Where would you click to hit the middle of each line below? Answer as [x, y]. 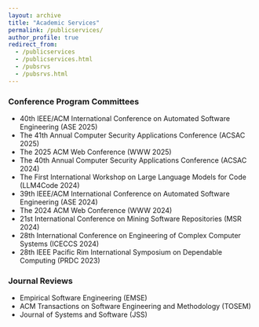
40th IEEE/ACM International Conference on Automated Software [124, 118]
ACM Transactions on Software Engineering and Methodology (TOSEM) [135, 307]
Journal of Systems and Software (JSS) [83, 314]
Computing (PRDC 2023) [60, 260]
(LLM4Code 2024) [49, 185]
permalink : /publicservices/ [56, 30]
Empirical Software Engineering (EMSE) [83, 298]
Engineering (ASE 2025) [58, 127]
